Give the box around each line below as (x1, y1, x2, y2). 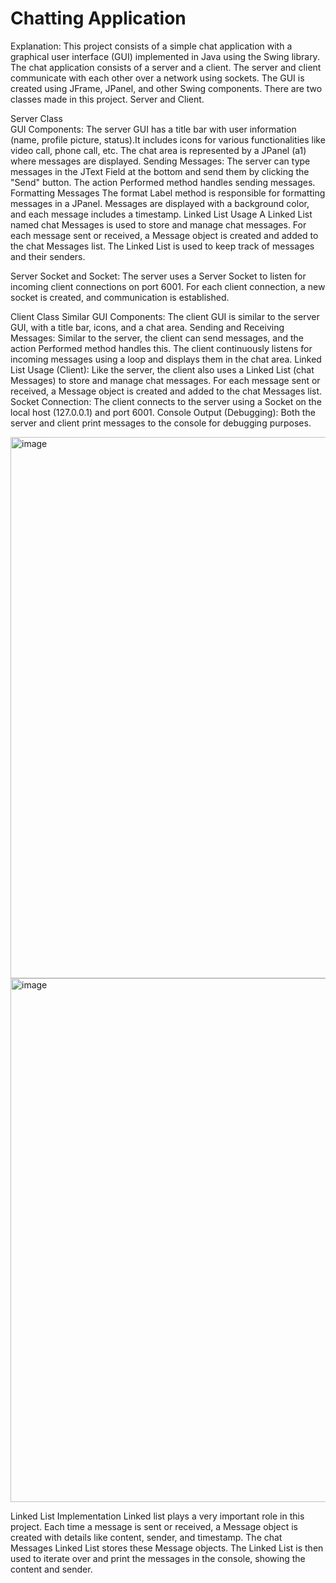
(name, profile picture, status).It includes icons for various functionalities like (10, 133, 326, 146)
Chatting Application (10, 7, 187, 30)
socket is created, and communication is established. (10, 291, 230, 303)
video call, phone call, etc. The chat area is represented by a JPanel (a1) (10, 144, 307, 156)
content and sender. (10, 1563, 93, 1575)
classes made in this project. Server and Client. (10, 93, 205, 105)
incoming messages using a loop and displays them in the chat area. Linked (10, 353, 322, 365)
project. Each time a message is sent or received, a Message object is (10, 1520, 298, 1532)
